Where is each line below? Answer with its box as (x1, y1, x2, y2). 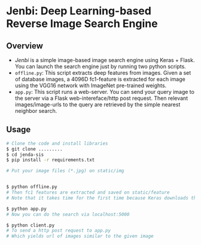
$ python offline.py (6, 184, 58, 190)
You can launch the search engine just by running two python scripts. (14, 63, 187, 70)
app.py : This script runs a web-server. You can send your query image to (14, 88, 194, 95)
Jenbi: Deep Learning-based (6, 4, 151, 18)
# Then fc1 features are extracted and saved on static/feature (6, 189, 170, 195)
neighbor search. (14, 108, 57, 114)
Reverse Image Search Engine (6, 17, 158, 30)
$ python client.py (6, 222, 55, 228)
